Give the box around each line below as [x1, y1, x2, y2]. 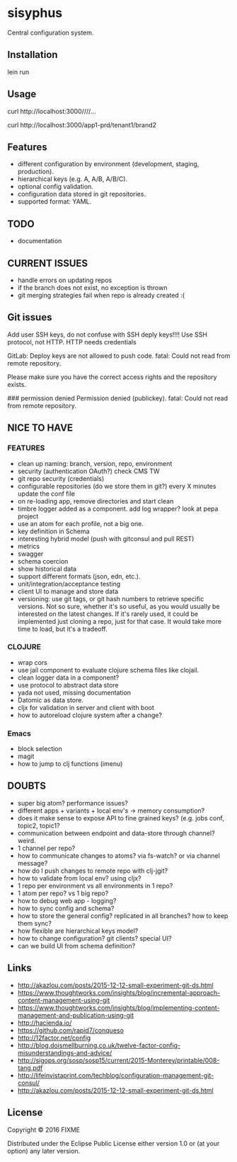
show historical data [17, 564, 76, 573]
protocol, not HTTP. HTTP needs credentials [7, 337, 137, 346]
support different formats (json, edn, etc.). [17, 571, 141, 581]
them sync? [17, 919, 52, 927]
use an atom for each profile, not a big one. [17, 519, 144, 528]
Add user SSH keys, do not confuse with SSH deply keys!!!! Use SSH [7, 330, 207, 339]
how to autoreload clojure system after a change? [17, 711, 163, 719]
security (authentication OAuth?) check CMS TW [17, 467, 161, 475]
